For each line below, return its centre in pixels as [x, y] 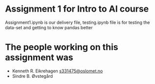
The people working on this [62, 47]
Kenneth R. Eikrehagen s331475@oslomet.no [57, 71]
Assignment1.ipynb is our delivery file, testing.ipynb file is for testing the [77, 22]
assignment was [39, 58]
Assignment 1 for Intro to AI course [77, 9]
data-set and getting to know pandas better [49, 27]
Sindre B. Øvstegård [32, 76]
